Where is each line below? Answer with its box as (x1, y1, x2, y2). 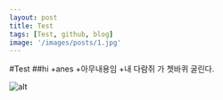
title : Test (9, 21, 54, 30)
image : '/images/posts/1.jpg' (9, 37, 122, 47)
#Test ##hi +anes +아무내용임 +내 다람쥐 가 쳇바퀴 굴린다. (9, 63, 215, 74)
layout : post (9, 12, 58, 22)
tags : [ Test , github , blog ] (9, 29, 114, 38)
